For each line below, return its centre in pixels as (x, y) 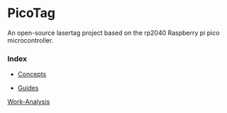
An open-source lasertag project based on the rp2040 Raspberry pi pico (113, 33)
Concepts (32, 74)
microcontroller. (31, 40)
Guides (28, 88)
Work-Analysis (29, 102)
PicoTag (31, 13)
